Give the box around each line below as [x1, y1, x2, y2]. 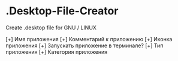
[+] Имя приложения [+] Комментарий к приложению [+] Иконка [5, 35, 173, 42]
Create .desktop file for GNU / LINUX [5, 24, 97, 31]
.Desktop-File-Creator [5, 4, 119, 18]
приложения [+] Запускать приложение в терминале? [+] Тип [5, 42, 164, 49]
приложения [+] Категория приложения [5, 48, 108, 55]
